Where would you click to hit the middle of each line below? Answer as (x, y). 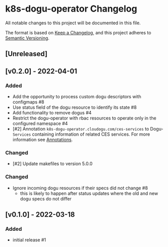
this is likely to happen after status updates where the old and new (89, 193)
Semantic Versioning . (27, 38)
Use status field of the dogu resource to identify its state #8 (75, 107)
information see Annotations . (43, 140)
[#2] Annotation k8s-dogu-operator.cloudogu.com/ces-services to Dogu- (88, 129)
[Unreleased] (26, 54)
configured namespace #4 (40, 124)
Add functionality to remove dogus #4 (52, 113)
